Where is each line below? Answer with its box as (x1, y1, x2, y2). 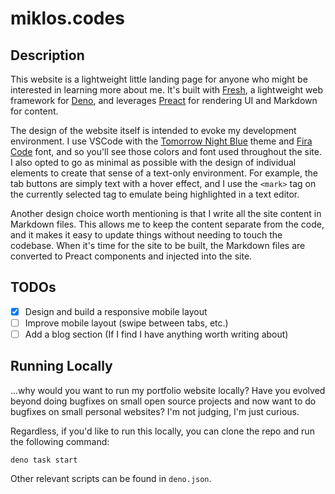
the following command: (10, 435, 110, 447)
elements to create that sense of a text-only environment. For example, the (10, 167, 318, 179)
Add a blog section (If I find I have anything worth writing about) (24, 328, 289, 340)
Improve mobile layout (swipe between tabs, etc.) (24, 317, 229, 329)
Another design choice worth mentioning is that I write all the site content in (10, 208, 322, 219)
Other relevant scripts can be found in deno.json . (10, 472, 212, 484)
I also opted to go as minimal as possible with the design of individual (10, 157, 297, 168)
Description (10, 47, 85, 64)
